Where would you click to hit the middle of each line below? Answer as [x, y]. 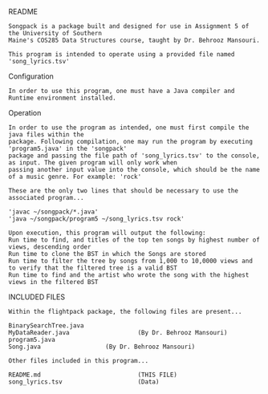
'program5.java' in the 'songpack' [68, 148]
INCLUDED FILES [37, 297]
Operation [25, 113]
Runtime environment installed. [62, 98]
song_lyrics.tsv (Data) [84, 382]
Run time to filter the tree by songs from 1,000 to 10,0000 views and [130, 261]
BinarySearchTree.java [46, 326]
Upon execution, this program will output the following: [107, 233]
